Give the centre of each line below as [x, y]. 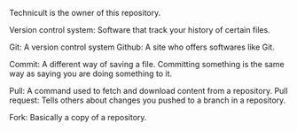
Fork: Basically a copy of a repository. [78, 117]
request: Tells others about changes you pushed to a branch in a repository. [148, 100]
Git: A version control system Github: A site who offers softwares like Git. [142, 47]
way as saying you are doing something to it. [91, 73]
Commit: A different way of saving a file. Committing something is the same [147, 64]
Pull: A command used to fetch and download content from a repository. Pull [148, 91]
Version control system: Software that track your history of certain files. [140, 30]
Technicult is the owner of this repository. [85, 13]
